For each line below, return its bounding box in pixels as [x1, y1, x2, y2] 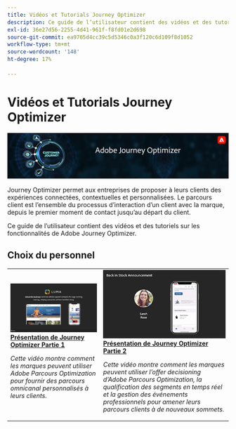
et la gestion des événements [103, 390, 188, 399]
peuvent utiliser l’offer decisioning [103, 368, 202, 376]
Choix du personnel [7, 249, 95, 261]
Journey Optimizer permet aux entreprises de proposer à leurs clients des [7, 186, 222, 194]
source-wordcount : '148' [7, 48, 80, 55]
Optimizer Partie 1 [10, 341, 65, 349]
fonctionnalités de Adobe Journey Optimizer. [7, 229, 137, 238]
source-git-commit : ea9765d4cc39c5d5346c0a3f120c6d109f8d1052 [7, 34, 193, 41]
